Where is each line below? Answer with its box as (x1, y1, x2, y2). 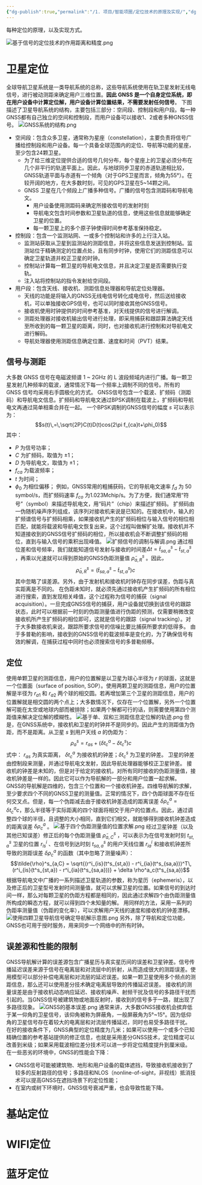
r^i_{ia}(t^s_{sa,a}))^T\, (135, 860, 192, 867)
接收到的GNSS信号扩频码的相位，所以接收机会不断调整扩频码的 (25, 530, 183, 537)
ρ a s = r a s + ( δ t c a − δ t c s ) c (70, 738, 132, 748)
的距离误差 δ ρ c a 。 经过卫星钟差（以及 (6, 822, 194, 831)
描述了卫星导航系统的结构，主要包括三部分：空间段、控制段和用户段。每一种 (6, 106, 196, 113)
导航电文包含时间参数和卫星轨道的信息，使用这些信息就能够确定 (32, 209, 191, 216)
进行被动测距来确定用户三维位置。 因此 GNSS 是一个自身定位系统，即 (22, 91, 192, 98)
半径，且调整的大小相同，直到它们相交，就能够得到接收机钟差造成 (32, 815, 196, 822)
